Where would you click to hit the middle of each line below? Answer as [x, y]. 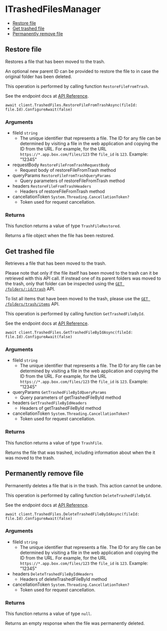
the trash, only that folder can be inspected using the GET [64, 284]
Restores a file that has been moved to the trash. [55, 62]
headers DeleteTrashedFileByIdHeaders [53, 573]
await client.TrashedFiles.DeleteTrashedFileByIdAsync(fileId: [72, 514]
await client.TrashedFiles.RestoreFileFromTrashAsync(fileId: [71, 105]
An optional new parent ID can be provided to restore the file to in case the [82, 71]
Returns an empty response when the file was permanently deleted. [75, 623]
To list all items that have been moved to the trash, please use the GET [77, 299]
